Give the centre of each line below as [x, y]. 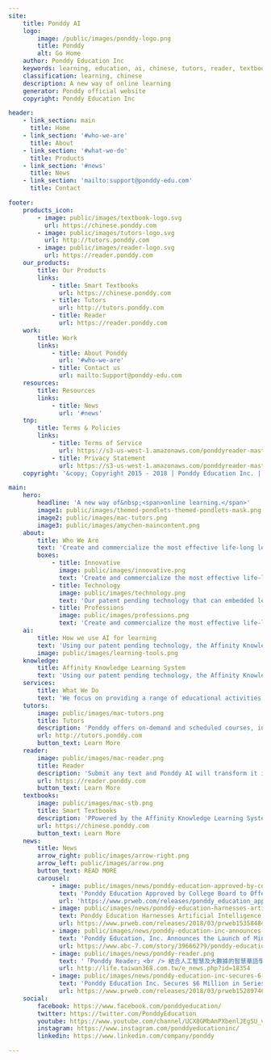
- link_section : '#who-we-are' [75, 136]
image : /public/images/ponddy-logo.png [104, 38]
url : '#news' [81, 413]
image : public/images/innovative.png [122, 570]
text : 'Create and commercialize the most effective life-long [146, 548]
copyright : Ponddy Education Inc [79, 99]
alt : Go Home [59, 53]
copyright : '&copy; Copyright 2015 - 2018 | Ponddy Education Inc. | [142, 473]
